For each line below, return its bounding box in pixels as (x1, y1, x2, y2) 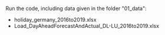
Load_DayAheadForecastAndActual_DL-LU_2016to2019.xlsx (14, 23, 160, 29)
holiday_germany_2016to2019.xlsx (14, 16, 97, 23)
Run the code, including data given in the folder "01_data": (5, 5, 147, 12)
